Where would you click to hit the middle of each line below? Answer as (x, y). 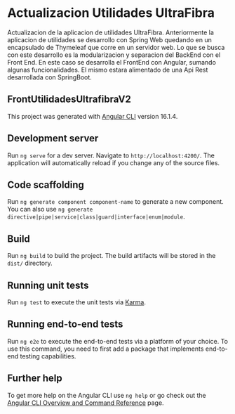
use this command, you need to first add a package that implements (106, 349)
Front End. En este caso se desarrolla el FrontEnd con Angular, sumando (112, 62)
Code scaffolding (46, 185)
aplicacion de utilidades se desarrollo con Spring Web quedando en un (109, 39)
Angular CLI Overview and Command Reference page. (86, 403)
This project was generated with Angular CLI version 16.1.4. (93, 116)
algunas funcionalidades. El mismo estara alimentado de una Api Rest (108, 70)
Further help (35, 379)
